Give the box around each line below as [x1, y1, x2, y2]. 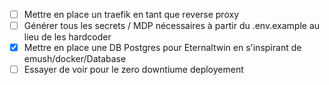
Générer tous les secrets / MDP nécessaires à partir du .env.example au [23, 20, 321, 32]
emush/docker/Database [23, 53, 127, 65]
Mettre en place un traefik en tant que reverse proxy [23, 9, 239, 20]
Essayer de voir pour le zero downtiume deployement [23, 64, 244, 76]
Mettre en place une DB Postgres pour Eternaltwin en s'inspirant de [23, 42, 302, 54]
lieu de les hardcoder [23, 31, 112, 43]
